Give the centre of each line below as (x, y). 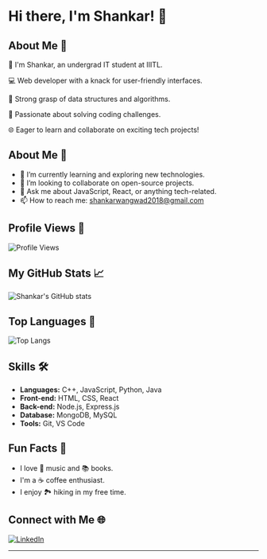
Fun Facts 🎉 (38, 448)
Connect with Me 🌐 (57, 520)
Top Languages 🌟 (52, 321)
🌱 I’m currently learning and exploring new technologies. (112, 174)
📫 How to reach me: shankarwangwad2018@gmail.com (112, 200)
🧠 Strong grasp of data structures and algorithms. (89, 99)
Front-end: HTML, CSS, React (69, 398)
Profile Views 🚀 (46, 229)
